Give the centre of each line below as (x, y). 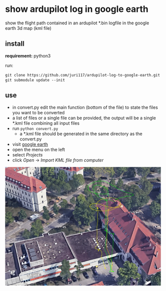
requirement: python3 (28, 56)
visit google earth (30, 144)
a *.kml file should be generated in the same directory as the (81, 134)
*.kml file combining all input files (46, 123)
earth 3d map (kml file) (28, 28)
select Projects (27, 154)
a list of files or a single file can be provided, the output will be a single (84, 118)
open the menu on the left (39, 149)
